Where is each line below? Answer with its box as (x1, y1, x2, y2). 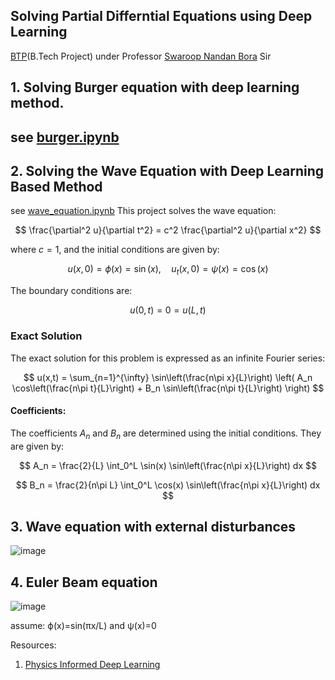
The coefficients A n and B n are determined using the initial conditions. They (10, 427, 322, 441)
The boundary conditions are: (10, 285, 133, 297)
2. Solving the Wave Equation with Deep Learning (10, 162, 324, 179)
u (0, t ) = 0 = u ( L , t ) (129, 304, 207, 316)
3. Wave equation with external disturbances (10, 518, 297, 535)
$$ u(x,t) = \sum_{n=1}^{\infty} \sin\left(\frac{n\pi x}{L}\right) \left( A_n (23, 371, 313, 383)
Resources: (10, 639, 57, 651)
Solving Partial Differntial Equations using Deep (10, 8, 313, 25)
